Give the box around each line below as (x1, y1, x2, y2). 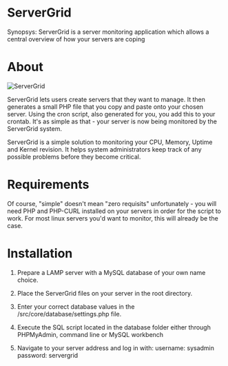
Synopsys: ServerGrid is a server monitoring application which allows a (7, 28, 209, 36)
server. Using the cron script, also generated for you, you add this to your (7, 110, 216, 118)
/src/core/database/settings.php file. (17, 309, 122, 318)
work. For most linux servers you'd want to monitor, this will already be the (7, 214, 218, 222)
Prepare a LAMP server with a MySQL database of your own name (17, 268, 206, 276)
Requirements (7, 177, 90, 192)
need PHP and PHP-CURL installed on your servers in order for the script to (7, 207, 222, 215)
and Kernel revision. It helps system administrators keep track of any (7, 145, 202, 153)
